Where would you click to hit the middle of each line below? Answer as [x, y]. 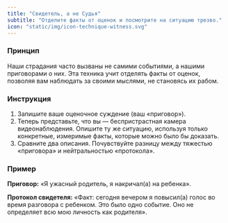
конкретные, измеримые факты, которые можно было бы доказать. [118, 135]
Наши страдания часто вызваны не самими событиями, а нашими [106, 66]
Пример [22, 169]
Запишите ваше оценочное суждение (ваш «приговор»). [101, 114]
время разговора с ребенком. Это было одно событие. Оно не [100, 205]
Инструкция [29, 99]
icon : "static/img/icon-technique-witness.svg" [78, 26]
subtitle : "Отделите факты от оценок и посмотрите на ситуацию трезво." [115, 20]
